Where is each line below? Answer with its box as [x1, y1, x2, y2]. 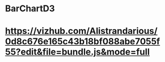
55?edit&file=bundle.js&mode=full [5, 46, 150, 58]
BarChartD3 [5, 3, 55, 14]
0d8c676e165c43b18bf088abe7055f [5, 36, 160, 47]
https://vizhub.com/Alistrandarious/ [5, 26, 158, 37]
